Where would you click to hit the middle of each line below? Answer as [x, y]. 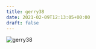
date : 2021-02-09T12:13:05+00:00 [48, 17]
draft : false [23, 23]
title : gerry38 [25, 12]
